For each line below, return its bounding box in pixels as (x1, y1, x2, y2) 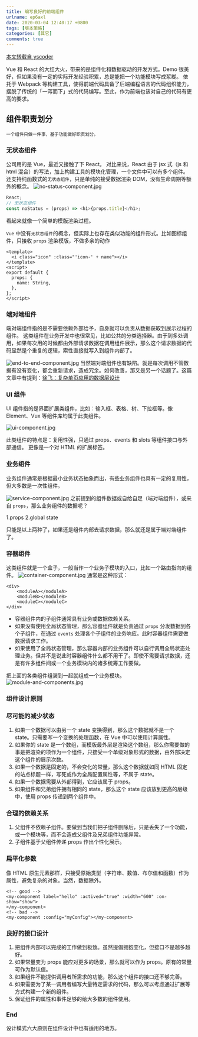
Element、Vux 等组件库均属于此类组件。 (6, 412, 104, 420)
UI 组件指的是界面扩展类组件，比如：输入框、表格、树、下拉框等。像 (6, 405, 173, 412)
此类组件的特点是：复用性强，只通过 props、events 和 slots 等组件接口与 (6, 436, 183, 443)
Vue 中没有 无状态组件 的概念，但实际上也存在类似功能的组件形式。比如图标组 (6, 229, 187, 236)
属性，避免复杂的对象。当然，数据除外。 (6, 876, 104, 884)
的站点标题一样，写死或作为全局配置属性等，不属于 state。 (14, 771, 158, 778)
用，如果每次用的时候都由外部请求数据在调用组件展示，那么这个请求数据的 (6, 339, 187, 346)
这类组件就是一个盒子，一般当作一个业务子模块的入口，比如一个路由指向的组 (6, 564, 192, 571)
